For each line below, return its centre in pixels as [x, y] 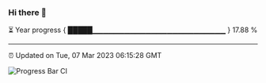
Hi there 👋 [28, 13]
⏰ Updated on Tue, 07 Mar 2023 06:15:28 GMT [85, 56]
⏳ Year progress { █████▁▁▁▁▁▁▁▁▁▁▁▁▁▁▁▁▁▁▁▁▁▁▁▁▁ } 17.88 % [133, 30]
